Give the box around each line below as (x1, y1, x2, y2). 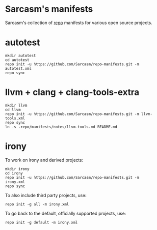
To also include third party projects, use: (5, 192, 87, 198)
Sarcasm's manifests (5, 3, 93, 15)
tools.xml (5, 115, 26, 121)
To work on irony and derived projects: (5, 157, 83, 163)
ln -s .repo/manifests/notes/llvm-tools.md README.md (5, 124, 118, 129)
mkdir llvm (5, 103, 27, 108)
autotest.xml (5, 66, 32, 71)
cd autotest (5, 57, 29, 62)
